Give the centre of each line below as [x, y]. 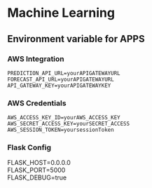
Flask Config [29, 147]
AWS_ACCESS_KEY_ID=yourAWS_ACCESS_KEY [64, 118]
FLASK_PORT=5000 [36, 170]
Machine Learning [61, 13]
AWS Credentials [37, 103]
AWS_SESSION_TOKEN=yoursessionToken [61, 130]
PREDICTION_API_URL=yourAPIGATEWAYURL [64, 73]
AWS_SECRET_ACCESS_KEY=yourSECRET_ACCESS [69, 124]
